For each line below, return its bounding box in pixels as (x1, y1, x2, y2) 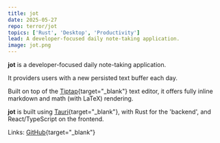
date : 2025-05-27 (8, 16, 58, 23)
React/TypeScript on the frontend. (8, 115, 105, 123)
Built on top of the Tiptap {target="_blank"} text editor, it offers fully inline (8, 87, 213, 95)
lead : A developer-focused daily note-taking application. (8, 36, 180, 42)
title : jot (8, 10, 39, 17)
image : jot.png (8, 42, 51, 49)
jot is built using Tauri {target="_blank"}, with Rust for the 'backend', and (8, 107, 212, 116)
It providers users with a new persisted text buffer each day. (8, 74, 178, 82)
